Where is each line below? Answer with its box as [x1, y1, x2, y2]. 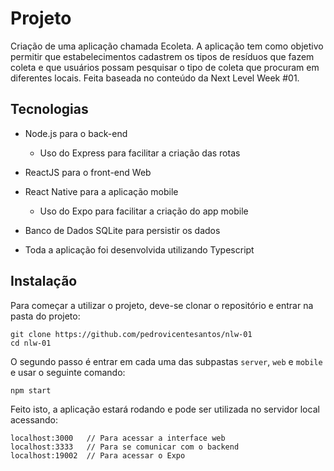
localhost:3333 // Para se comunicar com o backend [10, 442, 240, 452]
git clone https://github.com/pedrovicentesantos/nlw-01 [10, 329, 253, 339]
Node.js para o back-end [24, 127, 128, 139]
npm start [10, 385, 52, 396]
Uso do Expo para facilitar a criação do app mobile [39, 205, 249, 217]
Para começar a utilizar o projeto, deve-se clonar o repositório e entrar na [10, 299, 314, 311]
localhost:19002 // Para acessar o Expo [10, 450, 186, 461]
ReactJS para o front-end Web [24, 166, 152, 178]
